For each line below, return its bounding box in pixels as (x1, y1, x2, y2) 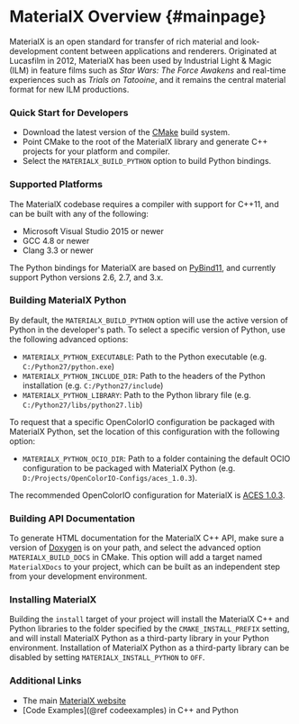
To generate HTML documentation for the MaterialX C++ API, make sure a (9, 533, 285, 544)
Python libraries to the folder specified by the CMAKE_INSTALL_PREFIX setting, (9, 623, 290, 634)
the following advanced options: (9, 333, 129, 344)
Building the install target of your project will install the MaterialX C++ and (9, 614, 290, 625)
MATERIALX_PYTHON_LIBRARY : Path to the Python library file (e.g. (22, 389, 251, 400)
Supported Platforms (9, 178, 104, 191)
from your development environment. (9, 571, 148, 582)
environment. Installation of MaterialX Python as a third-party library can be (9, 642, 290, 654)
